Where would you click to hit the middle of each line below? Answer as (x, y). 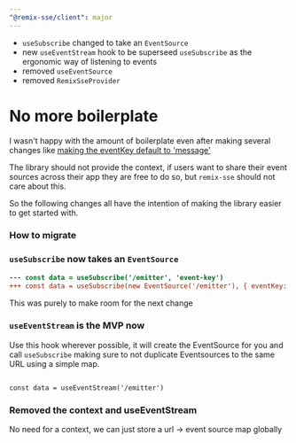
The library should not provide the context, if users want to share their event (148, 167)
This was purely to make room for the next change (101, 303)
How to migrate (43, 236)
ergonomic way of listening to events (90, 61)
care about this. (38, 186)
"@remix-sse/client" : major (61, 17)
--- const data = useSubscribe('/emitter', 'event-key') (117, 277)
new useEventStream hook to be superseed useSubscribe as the (137, 52)
